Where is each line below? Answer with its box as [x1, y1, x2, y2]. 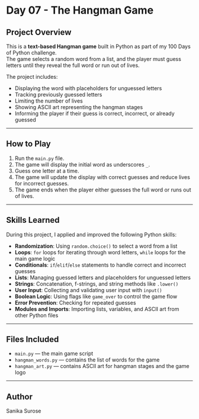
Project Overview [6, 27, 72, 37]
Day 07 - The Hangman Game [6, 4, 154, 17]
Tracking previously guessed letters [14, 91, 102, 98]
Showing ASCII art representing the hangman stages [14, 104, 143, 110]
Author [6, 392, 33, 402]
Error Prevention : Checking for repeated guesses [14, 299, 136, 306]
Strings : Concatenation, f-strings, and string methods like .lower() [14, 280, 179, 287]
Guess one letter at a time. [14, 167, 79, 174]
